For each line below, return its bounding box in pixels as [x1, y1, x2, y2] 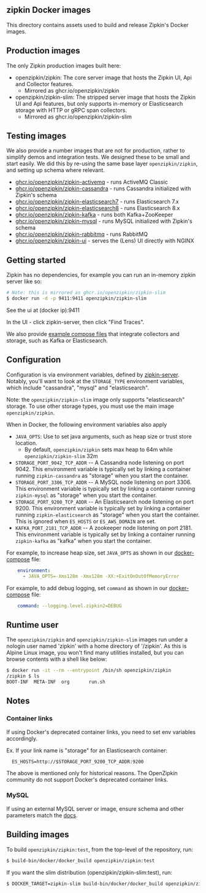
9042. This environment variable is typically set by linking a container [15, 465, 191, 472]
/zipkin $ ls [6, 673, 40, 679]
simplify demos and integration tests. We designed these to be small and [6, 154, 190, 161]
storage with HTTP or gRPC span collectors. [15, 106, 128, 114]
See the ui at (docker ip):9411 [6, 306, 80, 314]
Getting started [6, 255, 66, 265]
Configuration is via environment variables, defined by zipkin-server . [6, 371, 180, 378]
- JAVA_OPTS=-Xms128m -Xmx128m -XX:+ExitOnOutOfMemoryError [22, 573, 180, 579]
